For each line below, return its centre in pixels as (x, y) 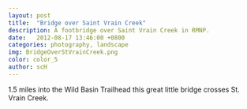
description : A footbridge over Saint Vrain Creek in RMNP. (109, 30)
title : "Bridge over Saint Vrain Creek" (77, 23)
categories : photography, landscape (68, 45)
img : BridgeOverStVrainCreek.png (63, 52)
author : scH (28, 67)
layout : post (30, 15)
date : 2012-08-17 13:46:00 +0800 (67, 38)
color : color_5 (33, 60)
